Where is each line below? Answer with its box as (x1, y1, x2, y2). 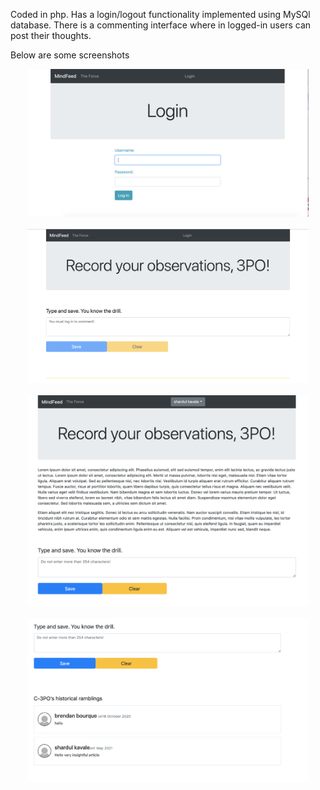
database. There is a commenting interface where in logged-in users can (10, 19, 312, 31)
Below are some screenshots (10, 49, 130, 61)
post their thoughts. (10, 30, 92, 41)
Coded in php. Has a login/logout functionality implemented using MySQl (10, 9, 311, 20)
